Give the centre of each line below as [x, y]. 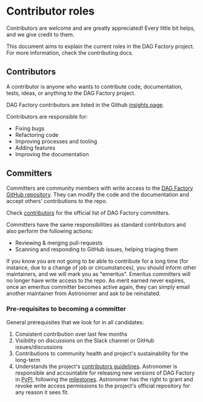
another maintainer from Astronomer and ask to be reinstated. [84, 293]
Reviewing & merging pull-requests [59, 243]
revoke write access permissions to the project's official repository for [102, 386]
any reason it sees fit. [42, 392]
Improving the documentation [52, 154]
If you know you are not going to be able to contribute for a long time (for [98, 261]
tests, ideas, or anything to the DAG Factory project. [71, 93]
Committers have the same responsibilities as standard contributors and [96, 224]
